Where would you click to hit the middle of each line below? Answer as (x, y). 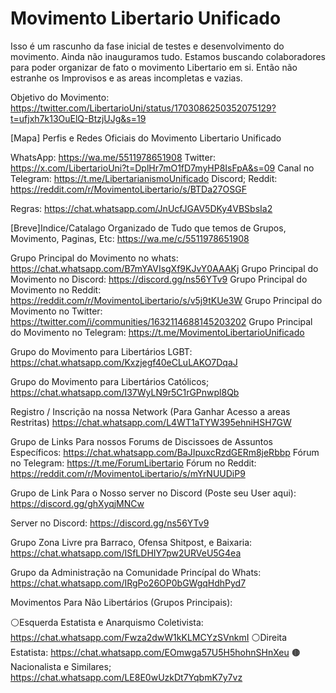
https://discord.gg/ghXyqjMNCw (77, 503)
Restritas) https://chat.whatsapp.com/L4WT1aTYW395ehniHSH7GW (151, 422)
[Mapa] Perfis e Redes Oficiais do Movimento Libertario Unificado (146, 138)
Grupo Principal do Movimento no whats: (94, 258)
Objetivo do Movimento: (60, 97)
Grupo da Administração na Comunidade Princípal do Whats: (136, 572)
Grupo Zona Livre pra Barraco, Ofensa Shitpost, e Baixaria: (131, 542)
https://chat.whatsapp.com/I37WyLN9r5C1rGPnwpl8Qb (125, 392)
